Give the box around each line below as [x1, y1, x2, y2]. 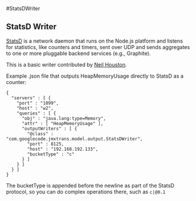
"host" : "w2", [16, 105, 54, 111]
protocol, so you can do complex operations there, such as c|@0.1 [6, 188, 166, 195]
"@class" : [27, 131, 54, 137]
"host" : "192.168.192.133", [27, 146, 99, 152]
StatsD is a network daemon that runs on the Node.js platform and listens [6, 37, 183, 44]
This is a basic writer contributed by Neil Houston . [6, 61, 127, 68]
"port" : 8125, [27, 141, 65, 147]
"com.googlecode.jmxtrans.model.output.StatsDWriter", [6, 136, 143, 142]
